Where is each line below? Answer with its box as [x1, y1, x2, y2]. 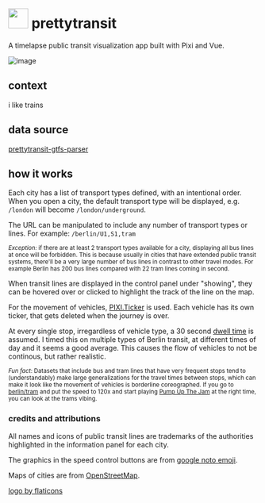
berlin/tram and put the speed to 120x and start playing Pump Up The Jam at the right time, [8, 388, 256, 396]
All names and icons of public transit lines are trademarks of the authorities [8, 431, 254, 440]
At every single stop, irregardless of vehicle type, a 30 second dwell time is [8, 326, 254, 336]
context [8, 79, 48, 93]
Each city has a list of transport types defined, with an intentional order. [8, 188, 242, 198]
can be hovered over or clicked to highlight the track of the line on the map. [8, 287, 255, 297]
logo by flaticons [8, 486, 63, 495]
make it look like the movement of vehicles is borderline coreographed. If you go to [8, 381, 234, 389]
